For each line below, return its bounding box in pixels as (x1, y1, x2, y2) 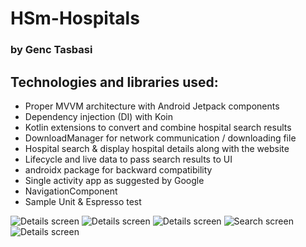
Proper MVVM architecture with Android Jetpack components (24, 100, 280, 112)
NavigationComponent (24, 185, 118, 197)
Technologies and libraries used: (10, 73, 219, 91)
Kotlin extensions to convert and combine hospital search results (24, 121, 292, 133)
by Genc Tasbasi (10, 43, 93, 57)
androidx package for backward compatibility (24, 163, 213, 176)
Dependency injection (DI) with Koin (24, 110, 173, 122)
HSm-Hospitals (10, 7, 140, 30)
